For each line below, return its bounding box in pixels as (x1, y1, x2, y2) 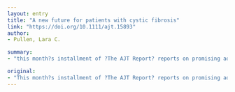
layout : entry (7, 10, 49, 17)
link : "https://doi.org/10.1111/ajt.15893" (7, 23, 136, 30)
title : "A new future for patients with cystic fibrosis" (7, 17, 180, 24)
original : (7, 68, 36, 75)
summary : (7, 49, 33, 56)
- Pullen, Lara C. (7, 36, 61, 43)
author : (7, 29, 30, 37)
